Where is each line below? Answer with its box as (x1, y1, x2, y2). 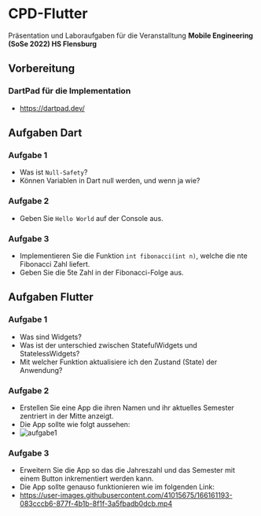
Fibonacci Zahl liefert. (19, 259, 90, 268)
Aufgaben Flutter (8, 290, 94, 304)
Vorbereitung (8, 62, 75, 76)
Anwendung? (19, 365, 63, 374)
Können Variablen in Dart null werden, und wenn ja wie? (19, 176, 200, 186)
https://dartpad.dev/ (19, 103, 85, 112)
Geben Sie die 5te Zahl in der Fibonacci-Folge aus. (19, 267, 184, 277)
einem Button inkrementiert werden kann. (19, 474, 154, 484)
